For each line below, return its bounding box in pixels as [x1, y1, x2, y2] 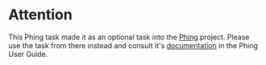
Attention [8, 6, 73, 24]
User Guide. [8, 49, 48, 59]
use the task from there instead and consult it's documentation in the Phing [8, 40, 259, 50]
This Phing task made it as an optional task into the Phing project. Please [8, 32, 250, 42]
